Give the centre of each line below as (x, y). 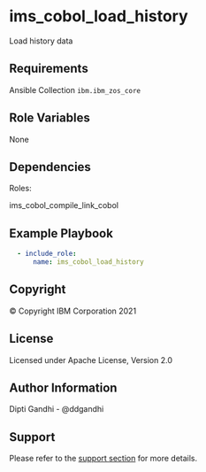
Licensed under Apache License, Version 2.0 (91, 360)
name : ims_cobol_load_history (88, 262)
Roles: (21, 189)
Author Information (63, 387)
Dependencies (50, 167)
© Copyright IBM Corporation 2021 (73, 311)
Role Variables (50, 118)
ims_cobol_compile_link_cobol (64, 205)
